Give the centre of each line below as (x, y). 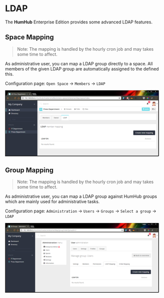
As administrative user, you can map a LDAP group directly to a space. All (79, 63)
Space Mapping (30, 37)
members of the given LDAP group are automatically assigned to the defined (82, 69)
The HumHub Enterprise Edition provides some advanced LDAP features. (79, 22)
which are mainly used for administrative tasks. (52, 202)
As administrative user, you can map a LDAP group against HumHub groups (81, 196)
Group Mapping (29, 170)
